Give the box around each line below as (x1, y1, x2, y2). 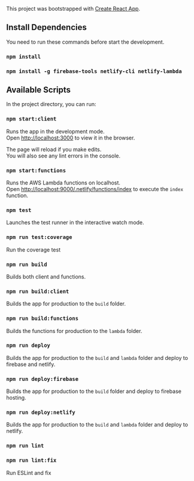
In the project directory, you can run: (6, 101, 96, 108)
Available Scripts (6, 85, 71, 95)
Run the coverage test (6, 246, 61, 253)
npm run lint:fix (6, 457, 57, 464)
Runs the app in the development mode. (6, 128, 105, 135)
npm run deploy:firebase (6, 376, 79, 382)
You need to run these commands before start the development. (6, 38, 165, 46)
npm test (6, 207, 32, 213)
